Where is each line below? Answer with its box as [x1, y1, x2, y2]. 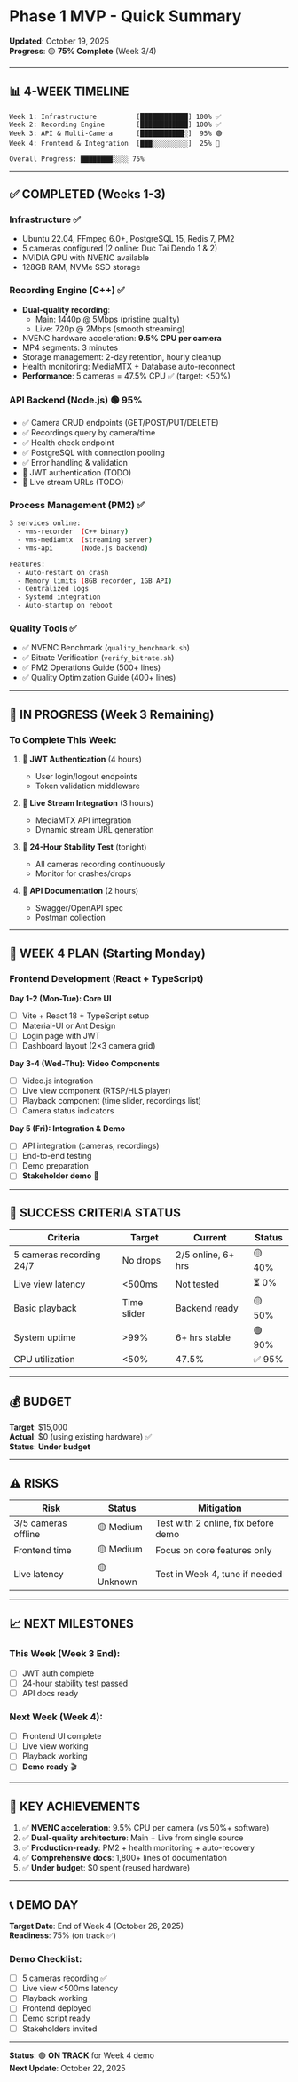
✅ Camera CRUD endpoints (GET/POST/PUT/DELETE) [21, 418, 219, 428]
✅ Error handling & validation [21, 458, 129, 468]
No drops [122, 1254, 161, 1266]
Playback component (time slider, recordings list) [21, 1096, 202, 1106]
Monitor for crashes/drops [35, 868, 132, 879]
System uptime [13, 1331, 77, 1344]
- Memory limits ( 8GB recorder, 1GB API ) [17, 576, 173, 586]
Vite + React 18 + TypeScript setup [21, 1010, 150, 1021]
